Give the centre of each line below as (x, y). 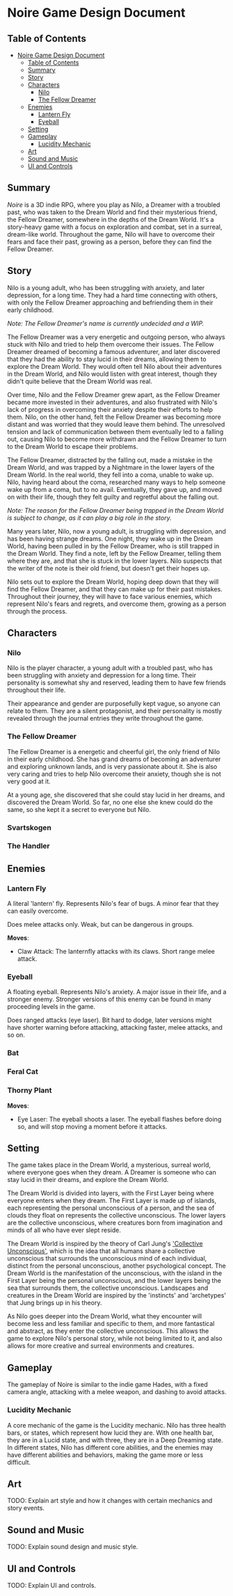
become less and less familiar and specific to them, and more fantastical (111, 1324)
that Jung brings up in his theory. (55, 1303)
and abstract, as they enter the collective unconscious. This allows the (108, 1331)
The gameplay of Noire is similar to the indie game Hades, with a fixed (108, 1384)
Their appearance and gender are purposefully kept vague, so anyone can (114, 703)
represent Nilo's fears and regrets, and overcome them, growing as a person (117, 604)
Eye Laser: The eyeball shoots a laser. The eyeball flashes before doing (119, 1119)
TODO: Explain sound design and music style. (73, 1547)
